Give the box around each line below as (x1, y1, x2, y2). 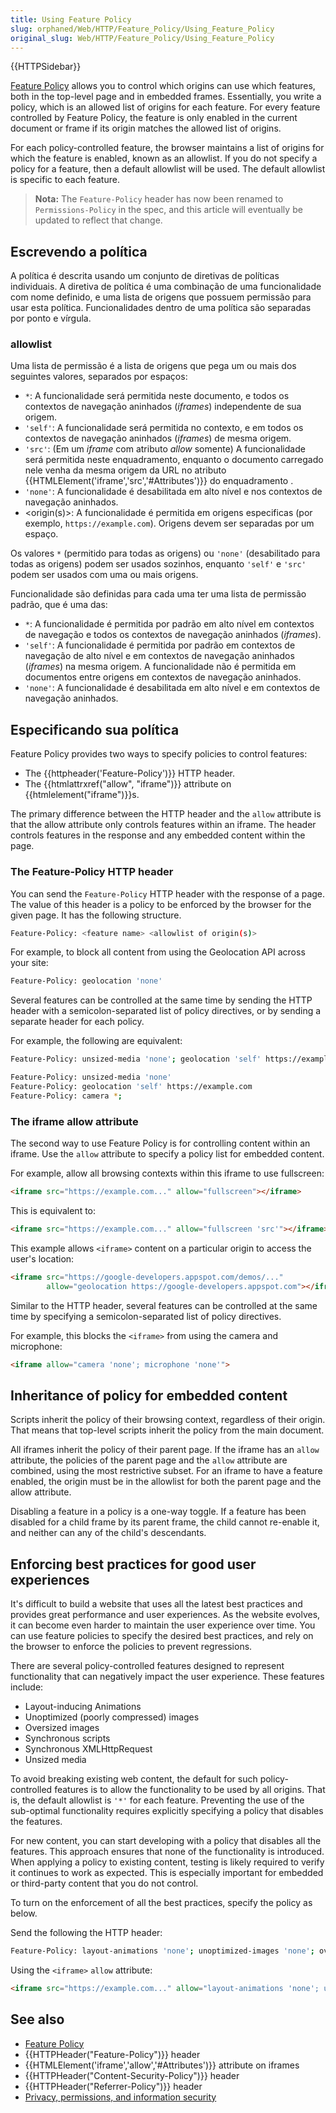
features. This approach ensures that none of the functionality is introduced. (10, 1846, 325, 1858)
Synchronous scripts (24, 1732, 111, 1745)
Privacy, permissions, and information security (24, 2091, 217, 2103)
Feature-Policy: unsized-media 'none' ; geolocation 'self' (10, 1054, 262, 1065)
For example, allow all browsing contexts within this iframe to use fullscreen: (10, 1167, 325, 1180)
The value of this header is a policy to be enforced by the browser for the (10, 898, 312, 910)
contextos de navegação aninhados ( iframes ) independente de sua (24, 401, 302, 413)
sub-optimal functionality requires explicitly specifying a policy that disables (10, 1805, 324, 1817)
